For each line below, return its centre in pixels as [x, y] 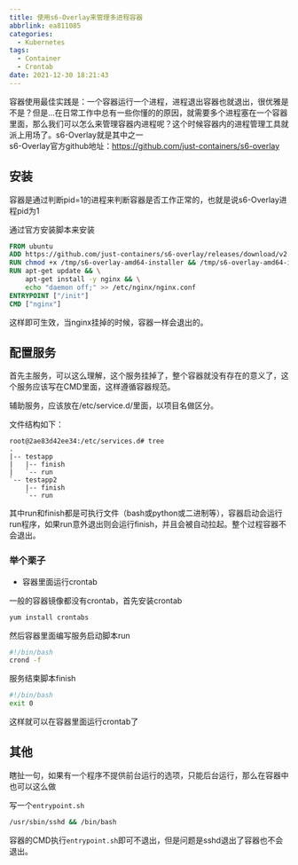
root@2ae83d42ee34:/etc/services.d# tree [87, 441]
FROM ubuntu [31, 246]
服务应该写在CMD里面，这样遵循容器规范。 [96, 387]
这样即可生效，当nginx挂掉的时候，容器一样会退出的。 [109, 322]
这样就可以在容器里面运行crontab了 [74, 722]
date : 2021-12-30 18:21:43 [59, 75]
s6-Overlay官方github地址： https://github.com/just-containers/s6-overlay [145, 145]
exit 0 [21, 704]
